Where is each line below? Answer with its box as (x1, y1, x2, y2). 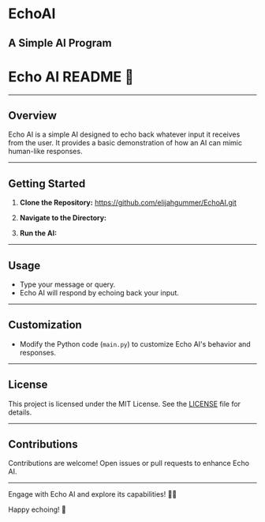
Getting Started (8, 177, 86, 190)
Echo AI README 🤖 (8, 68, 134, 85)
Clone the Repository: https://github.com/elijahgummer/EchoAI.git (19, 198, 237, 208)
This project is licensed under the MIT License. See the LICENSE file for (8, 399, 241, 408)
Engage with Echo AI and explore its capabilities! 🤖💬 (8, 490, 177, 499)
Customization (8, 318, 83, 332)
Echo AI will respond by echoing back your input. (19, 287, 179, 297)
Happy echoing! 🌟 (8, 505, 67, 514)
